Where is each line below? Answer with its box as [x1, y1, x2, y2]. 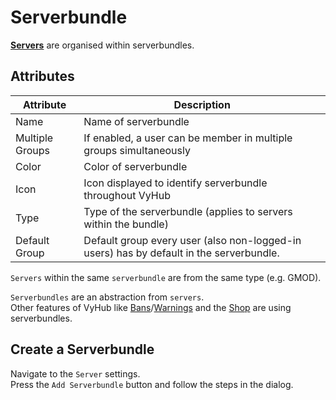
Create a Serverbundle [10, 341, 155, 358]
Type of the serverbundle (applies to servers [83, 204, 293, 218]
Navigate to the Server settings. [10, 367, 141, 380]
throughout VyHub [83, 188, 171, 202]
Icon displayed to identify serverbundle [83, 176, 268, 190]
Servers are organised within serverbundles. [10, 39, 195, 51]
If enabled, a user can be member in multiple [83, 131, 293, 145]
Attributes [10, 68, 75, 85]
